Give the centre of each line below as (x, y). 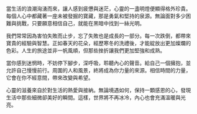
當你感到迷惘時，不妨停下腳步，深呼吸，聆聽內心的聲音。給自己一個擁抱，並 (98, 63)
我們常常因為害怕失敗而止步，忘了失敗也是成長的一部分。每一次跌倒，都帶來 (98, 36)
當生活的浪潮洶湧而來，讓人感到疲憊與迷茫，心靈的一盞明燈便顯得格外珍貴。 (98, 9)
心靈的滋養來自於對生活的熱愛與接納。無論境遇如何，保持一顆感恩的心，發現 (98, 90)
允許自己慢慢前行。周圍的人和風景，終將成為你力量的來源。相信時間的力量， (98, 70)
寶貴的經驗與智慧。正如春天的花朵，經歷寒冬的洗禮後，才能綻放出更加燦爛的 (98, 43)
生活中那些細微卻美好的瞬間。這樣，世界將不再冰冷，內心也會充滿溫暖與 (93, 98)
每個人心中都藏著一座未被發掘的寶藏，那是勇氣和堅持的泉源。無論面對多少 (96, 16)
